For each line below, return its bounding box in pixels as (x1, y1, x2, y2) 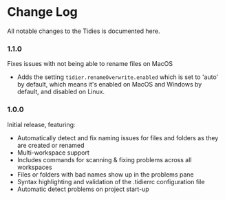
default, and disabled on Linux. (17, 87, 105, 96)
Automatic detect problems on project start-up (17, 185, 149, 193)
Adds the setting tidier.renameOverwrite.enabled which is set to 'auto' (17, 73, 219, 81)
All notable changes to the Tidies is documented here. (7, 27, 160, 35)
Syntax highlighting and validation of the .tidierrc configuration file (17, 177, 205, 186)
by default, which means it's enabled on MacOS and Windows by (17, 80, 202, 89)
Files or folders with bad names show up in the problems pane (17, 170, 194, 179)
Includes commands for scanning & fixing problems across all (17, 155, 192, 164)
